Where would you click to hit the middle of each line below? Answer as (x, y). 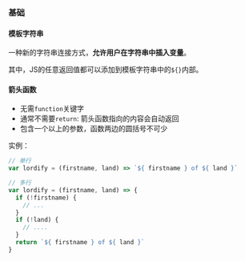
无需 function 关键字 (52, 109)
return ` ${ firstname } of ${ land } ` (80, 243)
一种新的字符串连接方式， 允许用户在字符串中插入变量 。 (99, 53)
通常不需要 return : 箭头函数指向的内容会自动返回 (99, 118)
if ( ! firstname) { (46, 198)
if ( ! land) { (37, 220)
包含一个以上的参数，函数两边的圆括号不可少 (94, 129)
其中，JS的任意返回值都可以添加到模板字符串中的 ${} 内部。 (106, 70)
